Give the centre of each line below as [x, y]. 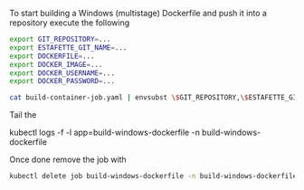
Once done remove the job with [68, 160]
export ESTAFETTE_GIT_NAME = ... [68, 47]
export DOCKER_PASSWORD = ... [62, 81]
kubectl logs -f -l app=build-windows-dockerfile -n [105, 133]
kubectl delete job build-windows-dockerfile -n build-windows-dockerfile [153, 176]
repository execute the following [69, 23]
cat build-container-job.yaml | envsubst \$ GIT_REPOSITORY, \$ [129, 98]
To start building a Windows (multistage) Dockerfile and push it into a [138, 13]
